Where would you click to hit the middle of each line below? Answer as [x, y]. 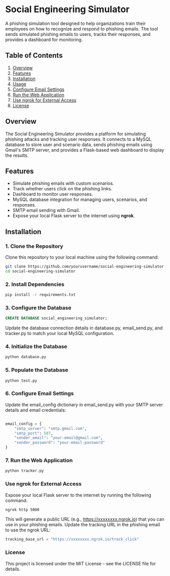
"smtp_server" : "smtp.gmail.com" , [51, 428]
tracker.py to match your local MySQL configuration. [60, 333]
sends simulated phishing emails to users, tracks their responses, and [78, 34]
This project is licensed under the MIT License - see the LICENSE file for [80, 563]
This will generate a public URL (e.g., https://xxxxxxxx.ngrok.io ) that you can [85, 519]
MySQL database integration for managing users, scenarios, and [80, 199]
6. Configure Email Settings [40, 393]
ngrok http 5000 [22, 510]
